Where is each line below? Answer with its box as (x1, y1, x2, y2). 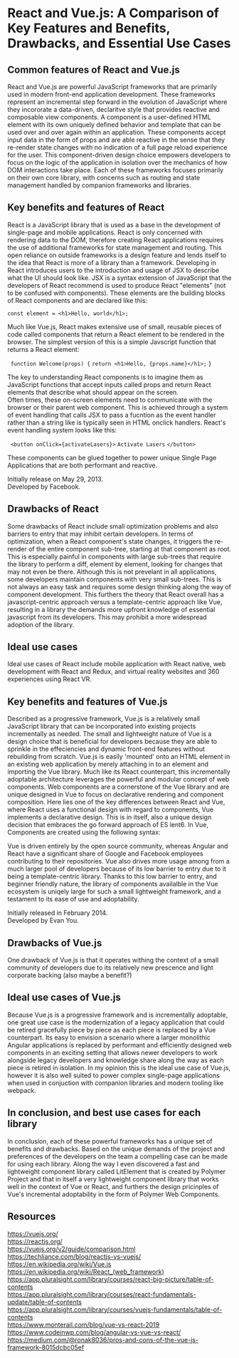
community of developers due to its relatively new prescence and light (7, 963, 213, 972)
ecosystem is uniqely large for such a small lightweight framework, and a (7, 887, 222, 896)
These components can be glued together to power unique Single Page (7, 453, 217, 462)
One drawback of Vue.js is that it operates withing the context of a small (7, 956, 219, 965)
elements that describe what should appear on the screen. (7, 388, 179, 396)
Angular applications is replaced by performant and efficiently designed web (7, 1040, 232, 1049)
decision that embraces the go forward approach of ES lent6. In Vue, (7, 821, 208, 829)
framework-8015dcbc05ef (7, 1343, 85, 1352)
